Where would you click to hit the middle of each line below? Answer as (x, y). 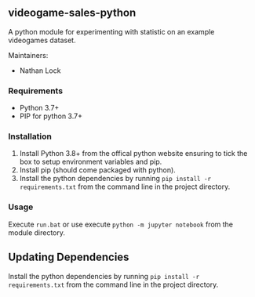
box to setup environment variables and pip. (91, 162)
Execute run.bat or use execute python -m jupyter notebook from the (121, 224)
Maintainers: (28, 55)
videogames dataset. (42, 40)
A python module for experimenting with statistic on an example (111, 31)
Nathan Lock (40, 71)
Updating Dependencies (69, 257)
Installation (30, 136)
